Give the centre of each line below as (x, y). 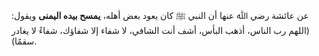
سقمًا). (24, 41)
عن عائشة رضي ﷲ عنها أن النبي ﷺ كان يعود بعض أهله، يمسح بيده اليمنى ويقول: (160, 15)
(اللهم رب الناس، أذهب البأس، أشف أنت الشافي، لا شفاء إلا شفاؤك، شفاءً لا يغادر (160, 30)
